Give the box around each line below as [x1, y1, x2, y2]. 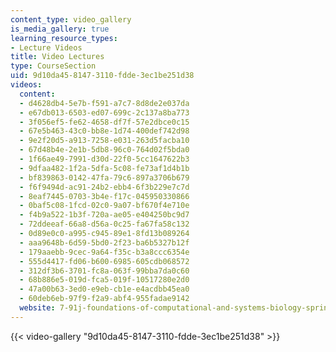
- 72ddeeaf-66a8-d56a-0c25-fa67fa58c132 [19, 219, 190, 230]
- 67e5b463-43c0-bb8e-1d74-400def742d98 [19, 126, 190, 136]
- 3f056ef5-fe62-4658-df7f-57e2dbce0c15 [19, 117, 190, 127]
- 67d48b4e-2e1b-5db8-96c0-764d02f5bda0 [19, 145, 190, 155]
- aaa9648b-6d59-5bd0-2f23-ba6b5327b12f [19, 237, 190, 248]
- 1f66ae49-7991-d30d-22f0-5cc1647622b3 [19, 154, 190, 164]
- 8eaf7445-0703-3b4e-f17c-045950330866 [19, 191, 190, 201]
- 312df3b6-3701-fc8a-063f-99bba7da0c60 [19, 266, 190, 276]
